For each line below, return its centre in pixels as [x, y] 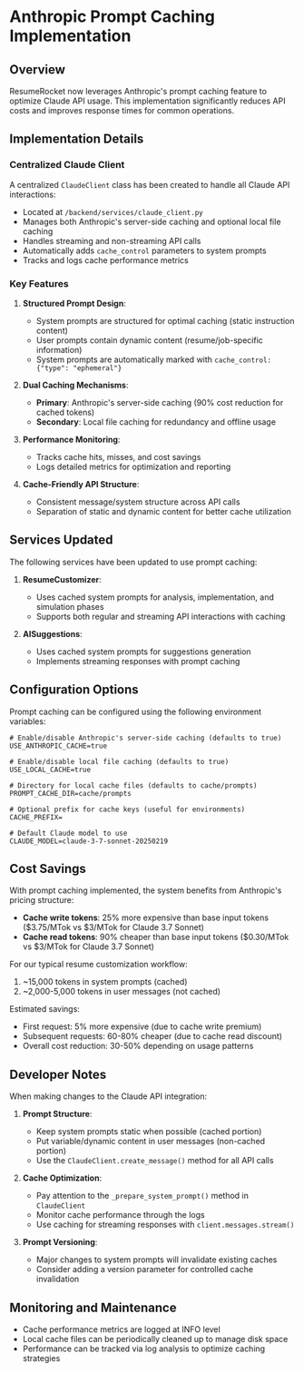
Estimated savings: [44, 1009]
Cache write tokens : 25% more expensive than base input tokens [146, 917]
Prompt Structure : [57, 1114]
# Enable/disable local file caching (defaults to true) [119, 761]
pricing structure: [42, 900]
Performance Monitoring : [71, 439]
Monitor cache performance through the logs [121, 1215]
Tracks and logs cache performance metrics [105, 260]
